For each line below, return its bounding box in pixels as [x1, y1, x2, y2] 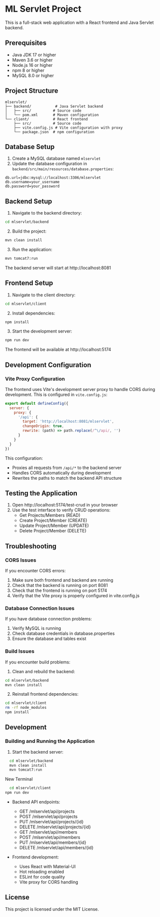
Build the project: [12, 228, 47, 234]
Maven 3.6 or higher [12, 57, 53, 63]
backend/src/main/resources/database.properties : [12, 166, 114, 172]
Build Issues [5, 648, 35, 655]
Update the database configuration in [12, 161, 88, 167]
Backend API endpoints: [12, 799, 60, 805]
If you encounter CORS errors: [5, 568, 66, 574]
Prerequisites [5, 39, 47, 47]
